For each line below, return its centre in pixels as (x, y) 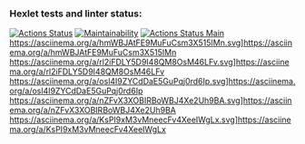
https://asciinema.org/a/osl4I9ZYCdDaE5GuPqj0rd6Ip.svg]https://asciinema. (152, 82)
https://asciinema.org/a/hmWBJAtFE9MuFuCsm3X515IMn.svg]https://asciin (151, 43)
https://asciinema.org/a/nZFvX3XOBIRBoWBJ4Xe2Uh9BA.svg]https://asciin (151, 101)
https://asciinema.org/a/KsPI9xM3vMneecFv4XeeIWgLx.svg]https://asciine (151, 120)
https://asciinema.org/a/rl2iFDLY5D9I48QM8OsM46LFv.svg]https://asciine (149, 62)
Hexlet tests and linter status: (76, 14)
